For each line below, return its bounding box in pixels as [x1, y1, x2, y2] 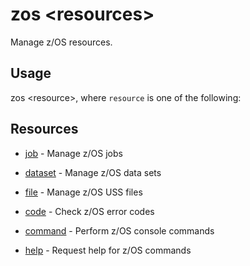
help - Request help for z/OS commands [24, 244, 192, 256]
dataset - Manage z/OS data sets [24, 166, 162, 178]
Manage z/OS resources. [10, 36, 113, 48]
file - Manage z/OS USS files [24, 186, 143, 198]
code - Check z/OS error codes [24, 205, 155, 217]
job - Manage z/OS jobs [24, 147, 123, 159]
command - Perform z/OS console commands [24, 224, 215, 237]
